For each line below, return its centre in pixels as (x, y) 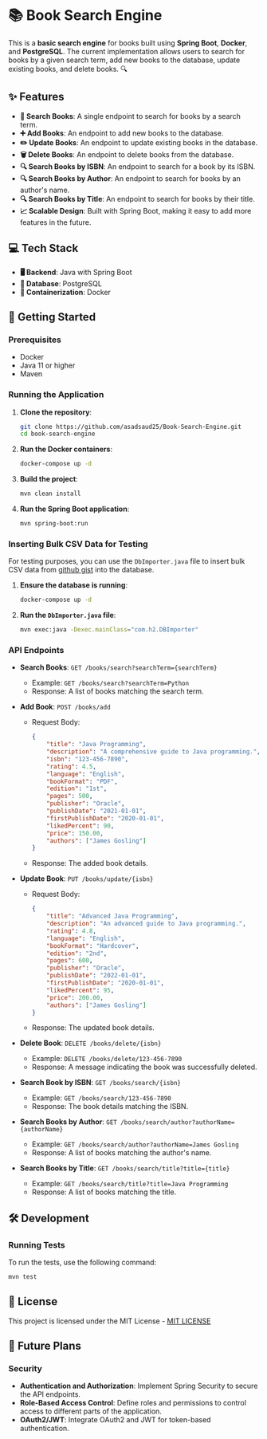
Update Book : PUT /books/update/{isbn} (86, 879)
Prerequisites (35, 340)
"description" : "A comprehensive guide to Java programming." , (153, 752)
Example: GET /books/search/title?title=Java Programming (130, 1184)
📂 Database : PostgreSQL (61, 283)
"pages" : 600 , (70, 961)
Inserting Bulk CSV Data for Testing (79, 544)
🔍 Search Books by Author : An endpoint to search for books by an (130, 178)
